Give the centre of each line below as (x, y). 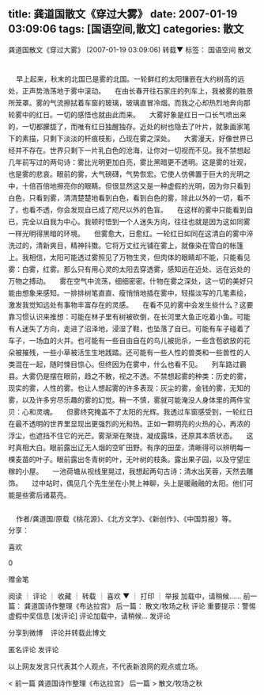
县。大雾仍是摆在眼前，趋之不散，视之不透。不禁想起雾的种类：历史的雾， (129, 376)
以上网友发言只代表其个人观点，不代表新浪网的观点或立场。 (105, 666)
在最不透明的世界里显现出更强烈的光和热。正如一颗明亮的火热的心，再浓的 (129, 423)
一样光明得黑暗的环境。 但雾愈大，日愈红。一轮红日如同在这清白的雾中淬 (131, 233)
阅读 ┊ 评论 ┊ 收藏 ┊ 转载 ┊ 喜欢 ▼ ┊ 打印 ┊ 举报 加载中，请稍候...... (125, 596)
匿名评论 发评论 (34, 649)
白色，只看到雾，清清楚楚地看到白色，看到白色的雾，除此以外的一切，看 (126, 197)
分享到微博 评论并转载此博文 (57, 632)
